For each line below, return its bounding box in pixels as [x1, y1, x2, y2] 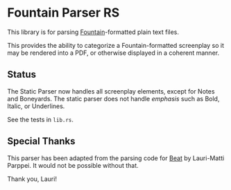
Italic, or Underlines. [7, 102, 65, 110]
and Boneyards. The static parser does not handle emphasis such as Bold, [7, 94, 220, 103]
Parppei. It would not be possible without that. [7, 161, 139, 169]
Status [7, 69, 37, 80]
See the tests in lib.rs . [7, 115, 74, 123]
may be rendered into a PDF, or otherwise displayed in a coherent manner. [7, 49, 220, 57]
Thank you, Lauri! [7, 175, 58, 183]
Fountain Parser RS [7, 5, 120, 21]
